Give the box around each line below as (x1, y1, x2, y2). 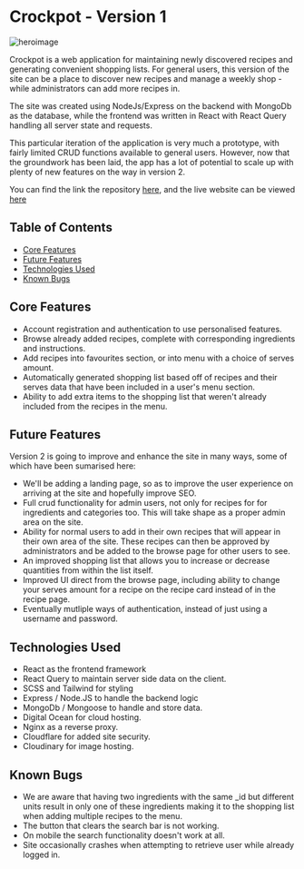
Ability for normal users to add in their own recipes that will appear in (22, 527, 281, 538)
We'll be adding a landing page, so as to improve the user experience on (22, 479, 293, 489)
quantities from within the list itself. (22, 565, 154, 576)
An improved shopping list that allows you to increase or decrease (22, 556, 270, 567)
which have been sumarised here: (9, 460, 136, 471)
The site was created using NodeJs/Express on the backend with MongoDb (9, 100, 292, 111)
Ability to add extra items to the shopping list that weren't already (22, 390, 268, 401)
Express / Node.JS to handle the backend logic (22, 693, 199, 704)
